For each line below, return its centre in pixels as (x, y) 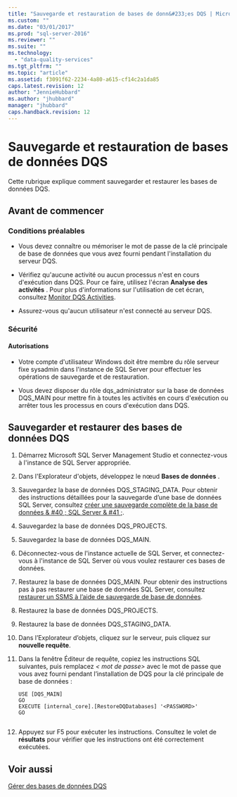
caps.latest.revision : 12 (46, 86)
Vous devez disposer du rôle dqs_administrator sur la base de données (121, 390)
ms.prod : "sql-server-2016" (49, 33)
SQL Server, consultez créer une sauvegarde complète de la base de (118, 505)
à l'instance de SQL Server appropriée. (75, 463)
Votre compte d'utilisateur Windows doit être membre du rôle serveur (118, 362)
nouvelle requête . (44, 646)
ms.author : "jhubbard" (41, 99)
